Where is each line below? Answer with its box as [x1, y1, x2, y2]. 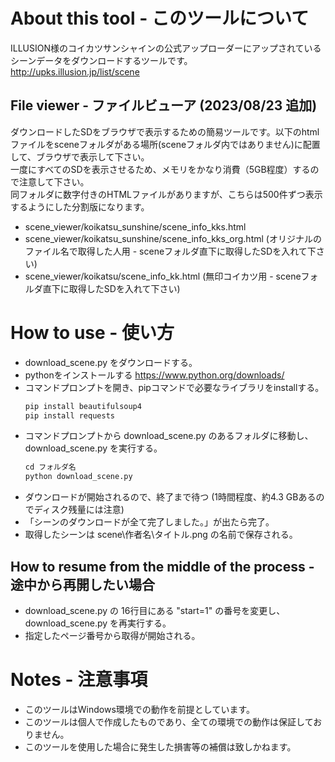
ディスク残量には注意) [33, 504, 125, 516]
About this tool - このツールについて [10, 7, 310, 30]
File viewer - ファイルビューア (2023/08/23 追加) [10, 97, 318, 114]
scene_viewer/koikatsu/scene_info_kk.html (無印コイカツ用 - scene [24, 270, 302, 282]
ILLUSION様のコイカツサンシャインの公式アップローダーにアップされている [10, 42, 322, 54]
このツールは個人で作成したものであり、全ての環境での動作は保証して [24, 715, 314, 728]
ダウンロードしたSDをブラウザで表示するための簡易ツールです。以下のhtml [10, 125, 320, 138]
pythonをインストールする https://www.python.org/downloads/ [24, 369, 285, 381]
